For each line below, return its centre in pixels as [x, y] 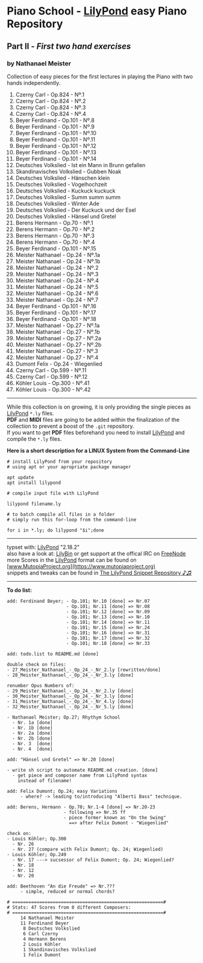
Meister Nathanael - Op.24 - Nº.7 [57, 299]
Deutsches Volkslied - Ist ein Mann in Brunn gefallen [80, 165]
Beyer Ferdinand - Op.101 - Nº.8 [55, 120]
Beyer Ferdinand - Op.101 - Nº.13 [56, 152]
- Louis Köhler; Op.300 [37, 839]
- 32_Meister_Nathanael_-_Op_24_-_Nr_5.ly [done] [70, 707]
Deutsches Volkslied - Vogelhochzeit [61, 184]
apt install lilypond [34, 483]
